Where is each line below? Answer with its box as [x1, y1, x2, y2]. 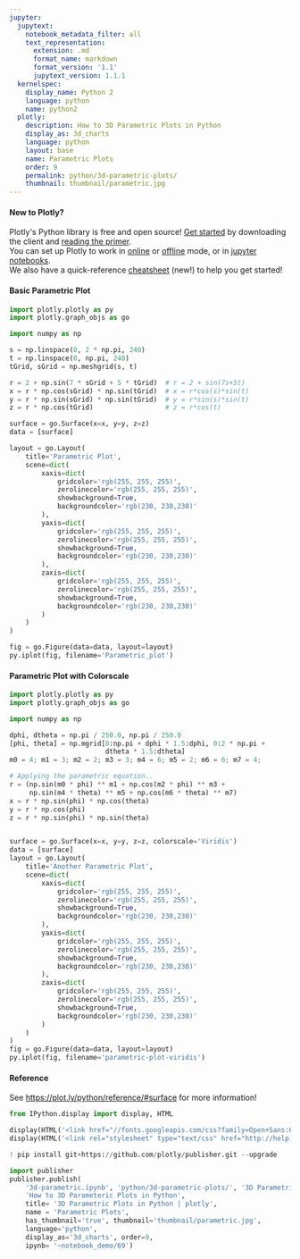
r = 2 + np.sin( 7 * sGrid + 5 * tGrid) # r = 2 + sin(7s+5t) [9, 378, 246, 387]
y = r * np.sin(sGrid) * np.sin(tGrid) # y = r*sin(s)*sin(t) [9, 395, 250, 404]
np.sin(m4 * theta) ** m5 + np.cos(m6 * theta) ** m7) [29, 788, 238, 797]
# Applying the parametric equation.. [9, 772, 154, 781]
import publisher [9, 1166, 74, 1175]
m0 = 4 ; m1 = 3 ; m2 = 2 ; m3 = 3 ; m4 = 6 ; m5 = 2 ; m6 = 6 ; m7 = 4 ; [9, 756, 262, 765]
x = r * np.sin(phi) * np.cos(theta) [9, 796, 150, 805]
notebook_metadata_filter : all [25, 29, 142, 38]
